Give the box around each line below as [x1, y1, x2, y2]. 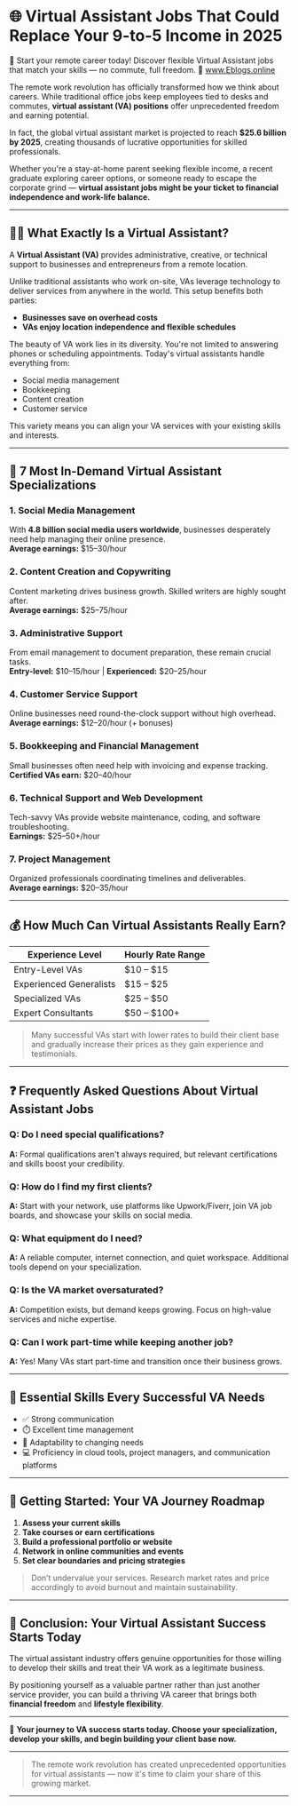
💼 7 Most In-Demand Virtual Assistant [9, 464, 223, 479]
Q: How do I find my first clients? [9, 1180, 153, 1192]
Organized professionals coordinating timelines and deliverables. [9, 873, 247, 884]
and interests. [9, 429, 59, 441]
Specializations [9, 478, 97, 493]
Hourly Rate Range [123, 949, 206, 961]
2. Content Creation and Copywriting [9, 566, 171, 578]
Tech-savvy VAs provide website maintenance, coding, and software [9, 811, 261, 823]
